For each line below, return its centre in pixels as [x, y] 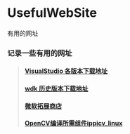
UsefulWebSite [52, 13]
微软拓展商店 [43, 106]
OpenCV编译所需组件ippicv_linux [73, 123]
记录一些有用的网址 [40, 53]
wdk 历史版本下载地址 [56, 88]
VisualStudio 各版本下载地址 [66, 71]
